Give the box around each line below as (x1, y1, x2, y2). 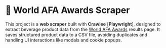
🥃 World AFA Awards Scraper (5, 4, 130, 16)
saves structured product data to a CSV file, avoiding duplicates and (5, 31, 148, 37)
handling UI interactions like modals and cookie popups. (5, 37, 122, 43)
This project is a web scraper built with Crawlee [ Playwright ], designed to (5, 21, 161, 27)
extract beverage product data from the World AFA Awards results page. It (5, 26, 160, 32)
